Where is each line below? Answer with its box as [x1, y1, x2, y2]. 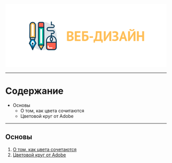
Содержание [5, 85, 64, 97]
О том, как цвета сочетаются [12, 146, 77, 152]
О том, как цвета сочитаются [20, 107, 84, 114]
